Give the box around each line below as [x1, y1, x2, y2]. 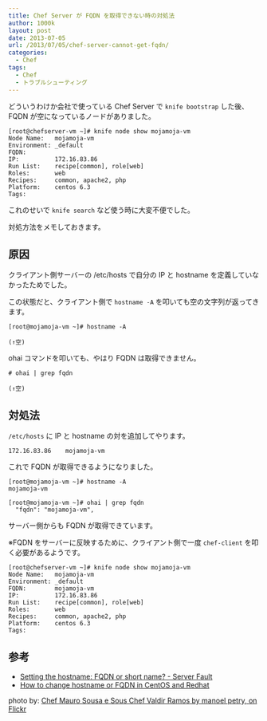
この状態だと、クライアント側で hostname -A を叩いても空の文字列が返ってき [8, 297, 260, 307]
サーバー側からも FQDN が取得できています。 [8, 521, 157, 530]
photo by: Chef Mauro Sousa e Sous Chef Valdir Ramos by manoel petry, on [8, 695, 257, 705]
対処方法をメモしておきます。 [8, 222, 105, 231]
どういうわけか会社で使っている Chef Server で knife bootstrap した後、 [8, 101, 249, 111]
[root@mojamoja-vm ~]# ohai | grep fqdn [8, 499, 145, 507]
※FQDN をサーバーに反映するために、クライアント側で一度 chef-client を [8, 538, 253, 547]
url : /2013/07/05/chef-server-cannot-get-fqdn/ [8, 41, 170, 49]
